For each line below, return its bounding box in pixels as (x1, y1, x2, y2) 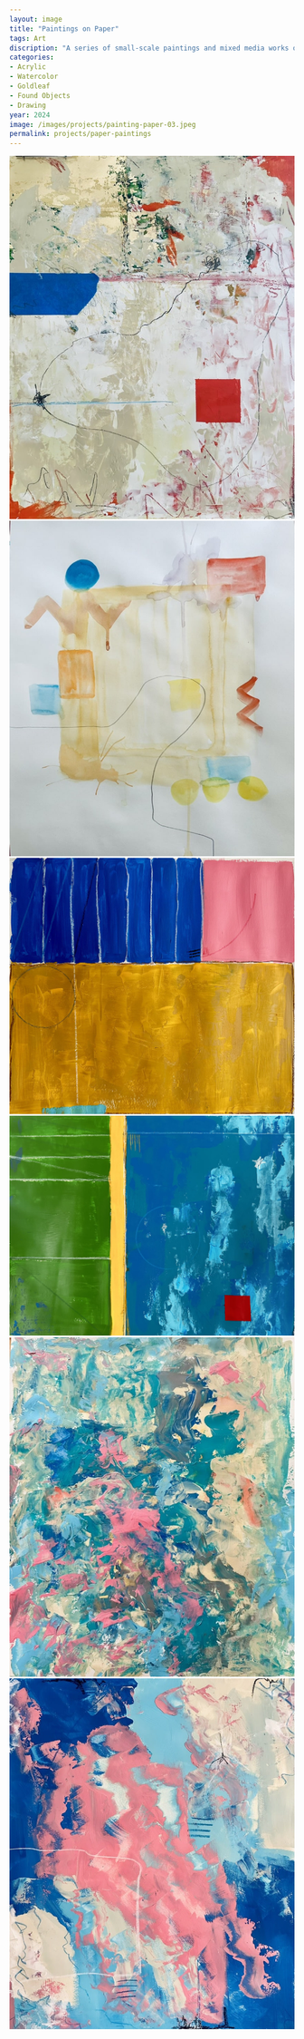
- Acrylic (9, 63, 47, 72)
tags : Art (9, 34, 47, 43)
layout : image (9, 15, 63, 24)
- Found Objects (9, 91, 71, 100)
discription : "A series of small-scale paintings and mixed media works (9, 44, 290, 53)
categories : (9, 53, 54, 63)
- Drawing (9, 101, 47, 110)
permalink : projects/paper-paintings (9, 130, 152, 139)
